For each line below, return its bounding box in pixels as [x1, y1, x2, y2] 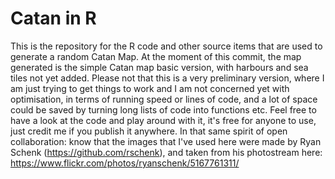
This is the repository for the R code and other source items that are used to [10, 40, 323, 52]
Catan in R [10, 7, 97, 30]
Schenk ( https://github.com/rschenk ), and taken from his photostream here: [10, 146, 323, 158]
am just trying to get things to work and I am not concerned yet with [10, 82, 290, 94]
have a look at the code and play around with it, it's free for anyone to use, [10, 114, 317, 126]
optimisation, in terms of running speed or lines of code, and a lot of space [10, 93, 318, 105]
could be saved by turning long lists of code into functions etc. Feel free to [10, 103, 317, 116]
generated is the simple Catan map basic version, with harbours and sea [10, 61, 309, 73]
